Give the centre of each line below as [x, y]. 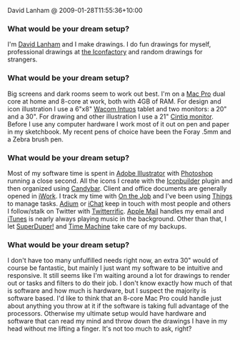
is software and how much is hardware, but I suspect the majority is [107, 291]
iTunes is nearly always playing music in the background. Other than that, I [117, 219]
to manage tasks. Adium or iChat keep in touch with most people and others [119, 204]
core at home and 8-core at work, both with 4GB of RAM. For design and [114, 101]
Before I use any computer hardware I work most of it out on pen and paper [119, 124]
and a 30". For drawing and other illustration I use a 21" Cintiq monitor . [111, 116]
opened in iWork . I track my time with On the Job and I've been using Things [120, 196]
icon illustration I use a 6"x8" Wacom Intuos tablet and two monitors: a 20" [117, 109]
